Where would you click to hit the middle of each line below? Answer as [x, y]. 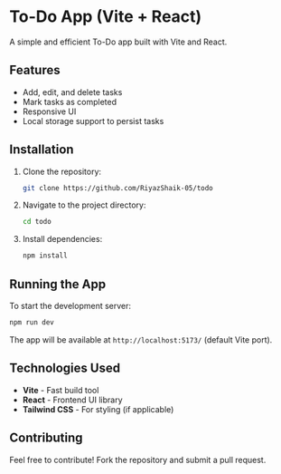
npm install [45, 256]
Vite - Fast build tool [61, 390]
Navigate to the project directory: [84, 205]
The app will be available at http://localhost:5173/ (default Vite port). [141, 339]
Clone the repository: [62, 171]
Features [35, 70]
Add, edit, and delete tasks [72, 92]
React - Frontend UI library [73, 400]
